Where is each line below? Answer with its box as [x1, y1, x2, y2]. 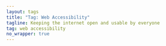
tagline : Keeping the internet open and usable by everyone [6, 20, 161, 26]
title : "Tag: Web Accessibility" [6, 14, 90, 20]
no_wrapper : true [6, 31, 50, 37]
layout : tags [6, 8, 39, 15]
